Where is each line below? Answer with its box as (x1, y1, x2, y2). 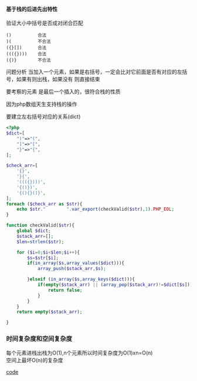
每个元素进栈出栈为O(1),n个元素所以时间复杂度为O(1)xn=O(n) (6, 349, 153, 356)
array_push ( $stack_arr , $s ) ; (37, 266, 107, 272)
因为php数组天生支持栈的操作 (6, 100, 77, 108)
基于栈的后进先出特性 (6, 5, 57, 12)
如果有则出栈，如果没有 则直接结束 (16, 76, 100, 83)
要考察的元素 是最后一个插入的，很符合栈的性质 (6, 88, 121, 95)
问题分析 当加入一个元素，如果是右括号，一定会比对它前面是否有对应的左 (6, 68, 182, 76)
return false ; (47, 287, 83, 293)
